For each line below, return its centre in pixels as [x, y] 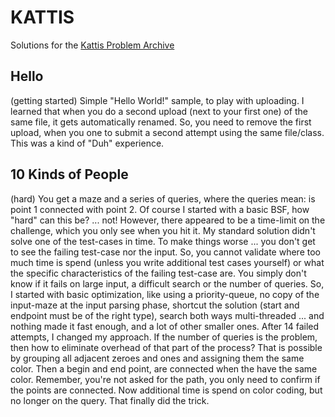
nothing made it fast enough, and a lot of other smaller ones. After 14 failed [165, 326]
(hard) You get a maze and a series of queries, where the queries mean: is [163, 198]
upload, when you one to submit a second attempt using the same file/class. [167, 132]
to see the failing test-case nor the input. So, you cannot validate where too [165, 252]
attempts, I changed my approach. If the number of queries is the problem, [164, 337]
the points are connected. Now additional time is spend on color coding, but [166, 390]
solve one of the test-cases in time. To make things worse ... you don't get [163, 241]
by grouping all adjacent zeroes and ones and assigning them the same [157, 358]
